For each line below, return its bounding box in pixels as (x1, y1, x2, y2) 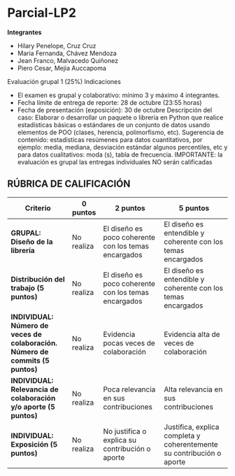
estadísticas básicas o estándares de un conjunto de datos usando (17, 120, 211, 129)
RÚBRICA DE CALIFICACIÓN (7, 178, 131, 190)
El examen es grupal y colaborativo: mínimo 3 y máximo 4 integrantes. (17, 91, 220, 99)
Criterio (24, 203, 51, 212)
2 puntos (115, 203, 145, 212)
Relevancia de (10, 384, 59, 394)
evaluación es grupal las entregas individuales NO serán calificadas (17, 157, 213, 166)
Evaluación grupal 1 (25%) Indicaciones (7, 77, 121, 85)
